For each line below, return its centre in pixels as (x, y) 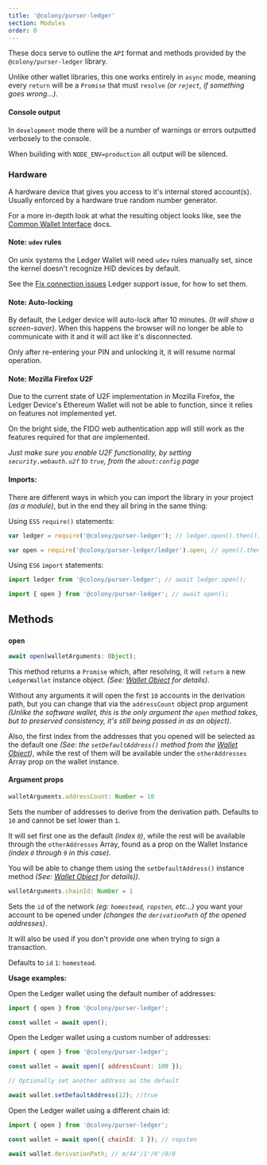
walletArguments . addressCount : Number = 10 (81, 796)
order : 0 (23, 30)
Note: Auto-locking (41, 302)
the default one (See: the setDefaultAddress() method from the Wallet (123, 745)
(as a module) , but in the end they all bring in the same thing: (108, 506)
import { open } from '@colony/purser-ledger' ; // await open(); (118, 594)
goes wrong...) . (33, 94)
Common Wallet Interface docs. (60, 224)
